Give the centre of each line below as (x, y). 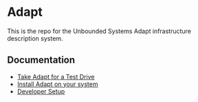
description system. (35, 38)
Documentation (41, 60)
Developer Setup (41, 91)
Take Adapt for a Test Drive (56, 76)
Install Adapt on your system (57, 84)
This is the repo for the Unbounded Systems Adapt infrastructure (99, 31)
